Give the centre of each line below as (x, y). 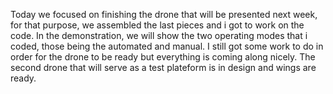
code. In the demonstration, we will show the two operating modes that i (159, 35)
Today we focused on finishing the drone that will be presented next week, (164, 14)
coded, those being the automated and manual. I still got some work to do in (167, 46)
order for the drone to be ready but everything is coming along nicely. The (163, 57)
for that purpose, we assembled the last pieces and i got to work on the (157, 25)
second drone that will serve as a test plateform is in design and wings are (163, 67)
